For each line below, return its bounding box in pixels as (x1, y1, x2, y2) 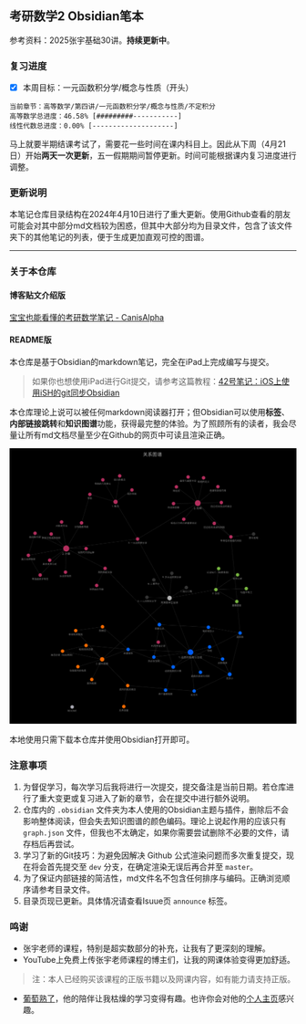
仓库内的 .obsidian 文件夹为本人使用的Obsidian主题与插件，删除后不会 (22, 804, 290, 815)
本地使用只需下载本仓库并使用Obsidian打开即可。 (9, 734, 195, 745)
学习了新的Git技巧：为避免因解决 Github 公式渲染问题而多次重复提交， (22, 850, 287, 861)
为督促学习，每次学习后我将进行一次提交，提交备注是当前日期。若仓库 (22, 781, 287, 792)
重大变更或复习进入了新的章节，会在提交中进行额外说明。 (38, 792, 255, 803)
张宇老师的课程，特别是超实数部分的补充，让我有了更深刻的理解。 (22, 943, 270, 954)
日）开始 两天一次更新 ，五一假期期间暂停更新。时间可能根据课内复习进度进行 (9, 150, 297, 162)
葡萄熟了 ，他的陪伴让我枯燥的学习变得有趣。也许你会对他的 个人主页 (22, 993, 279, 1004)
